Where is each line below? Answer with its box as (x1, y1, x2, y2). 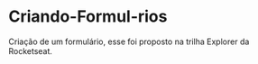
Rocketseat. (8, 45, 53, 56)
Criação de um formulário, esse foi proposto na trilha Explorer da (8, 36, 250, 47)
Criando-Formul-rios (8, 6, 168, 27)
